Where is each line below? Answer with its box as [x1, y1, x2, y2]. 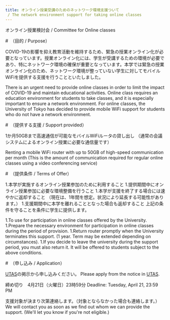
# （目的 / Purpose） [5, 38, 50, 44]
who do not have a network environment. [5, 111, 91, 117]
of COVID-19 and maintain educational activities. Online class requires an [5, 90, 158, 96]
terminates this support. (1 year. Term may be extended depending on [5, 233, 151, 239]
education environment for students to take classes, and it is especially [5, 95, 154, 101]
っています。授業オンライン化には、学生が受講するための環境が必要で [18, 55, 165, 61]
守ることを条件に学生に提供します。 [14, 207, 90, 213]
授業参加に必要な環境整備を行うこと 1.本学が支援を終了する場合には [18, 188, 161, 194]
